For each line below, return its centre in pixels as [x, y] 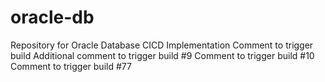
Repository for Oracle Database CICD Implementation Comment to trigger [162, 45]
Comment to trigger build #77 [71, 66]
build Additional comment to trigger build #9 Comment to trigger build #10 [162, 55]
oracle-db [52, 17]
